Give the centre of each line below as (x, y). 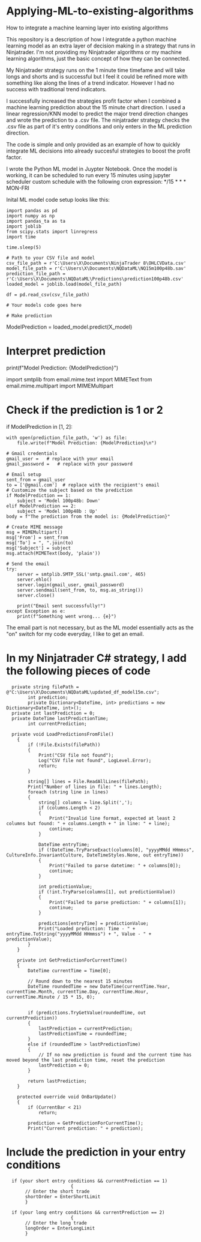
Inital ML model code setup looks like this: (58, 199)
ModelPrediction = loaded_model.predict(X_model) (69, 327)
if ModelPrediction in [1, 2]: (40, 426)
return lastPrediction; (57, 1081)
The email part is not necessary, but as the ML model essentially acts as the (100, 627)
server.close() (36, 595)
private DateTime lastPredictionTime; (60, 718)
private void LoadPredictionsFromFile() (63, 734)
